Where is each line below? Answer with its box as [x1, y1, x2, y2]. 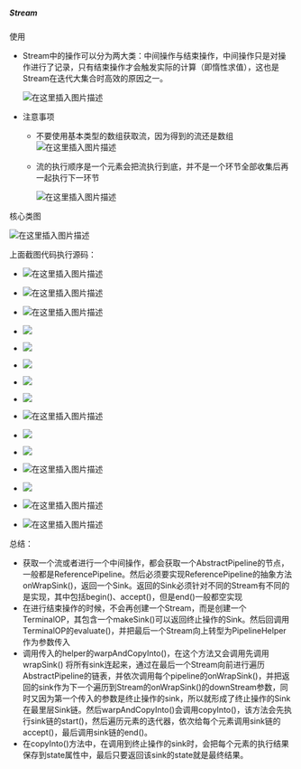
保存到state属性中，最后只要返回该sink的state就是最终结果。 [22, 749, 249, 760]
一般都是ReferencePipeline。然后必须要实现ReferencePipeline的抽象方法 [22, 568, 293, 579]
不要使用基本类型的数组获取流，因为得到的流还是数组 [35, 130, 234, 141]
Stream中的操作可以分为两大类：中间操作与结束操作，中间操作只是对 [22, 50, 278, 61]
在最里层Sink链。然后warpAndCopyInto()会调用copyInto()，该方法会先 [22, 704, 285, 715]
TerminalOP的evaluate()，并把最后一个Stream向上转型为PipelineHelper [22, 624, 287, 636]
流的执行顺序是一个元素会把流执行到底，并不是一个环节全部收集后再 [35, 161, 289, 172]
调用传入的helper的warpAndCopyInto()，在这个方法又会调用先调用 [22, 647, 269, 659]
